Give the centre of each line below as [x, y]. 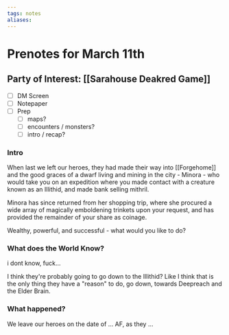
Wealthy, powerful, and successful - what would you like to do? [97, 231]
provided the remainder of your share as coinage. [77, 218]
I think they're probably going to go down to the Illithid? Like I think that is [110, 277]
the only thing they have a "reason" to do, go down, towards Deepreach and [115, 284]
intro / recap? [46, 134]
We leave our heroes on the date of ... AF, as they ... [80, 324]
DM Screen [33, 95]
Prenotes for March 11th [76, 54]
